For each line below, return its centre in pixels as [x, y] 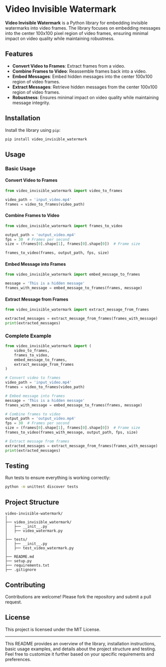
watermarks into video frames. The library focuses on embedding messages [83, 28]
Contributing [25, 585]
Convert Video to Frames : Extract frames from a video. [69, 66]
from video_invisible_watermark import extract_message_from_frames [77, 310]
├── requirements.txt [27, 566]
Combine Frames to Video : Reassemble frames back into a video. [80, 71]
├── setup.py [19, 561]
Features [19, 54]
